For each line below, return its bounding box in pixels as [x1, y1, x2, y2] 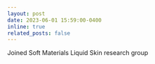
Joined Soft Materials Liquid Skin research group [7, 49, 149, 57]
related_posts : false [7, 29, 71, 37]
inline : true [7, 23, 46, 30]
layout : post [7, 10, 46, 17]
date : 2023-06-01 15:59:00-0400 [7, 17, 102, 24]
